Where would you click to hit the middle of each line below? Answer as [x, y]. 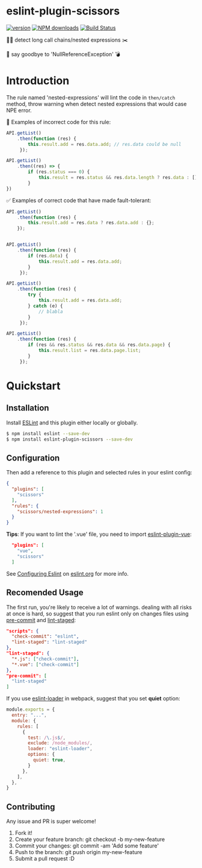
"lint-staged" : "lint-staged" [49, 642]
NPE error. [19, 110]
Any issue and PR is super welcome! [51, 822]
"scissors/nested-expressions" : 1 [60, 511]
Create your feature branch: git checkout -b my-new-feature [90, 840]
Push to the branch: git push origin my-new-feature [78, 852]
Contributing [31, 807]
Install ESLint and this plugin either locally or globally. [72, 423]
